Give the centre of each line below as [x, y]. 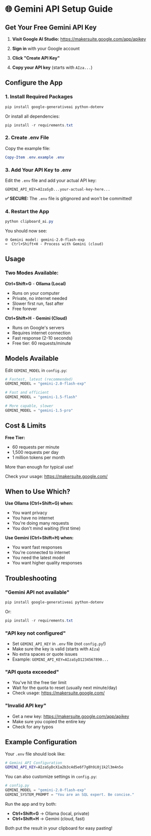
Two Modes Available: [32, 273]
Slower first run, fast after [38, 303]
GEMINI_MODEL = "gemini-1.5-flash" [41, 397]
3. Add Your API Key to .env [38, 170]
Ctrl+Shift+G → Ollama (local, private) [51, 813]
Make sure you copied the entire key [49, 721]
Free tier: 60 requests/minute [42, 343]
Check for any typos [33, 727]
